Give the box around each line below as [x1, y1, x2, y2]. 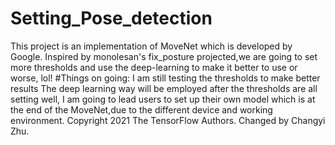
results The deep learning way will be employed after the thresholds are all [10, 82, 318, 94]
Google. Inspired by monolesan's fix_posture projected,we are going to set [10, 50, 318, 62]
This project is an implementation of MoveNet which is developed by [10, 40, 293, 52]
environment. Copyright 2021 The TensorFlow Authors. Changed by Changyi [10, 114, 326, 126]
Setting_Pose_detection [10, 7, 213, 30]
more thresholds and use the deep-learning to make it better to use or [10, 61, 298, 73]
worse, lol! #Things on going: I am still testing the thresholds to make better [10, 72, 321, 84]
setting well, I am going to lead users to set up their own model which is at [10, 93, 316, 105]
